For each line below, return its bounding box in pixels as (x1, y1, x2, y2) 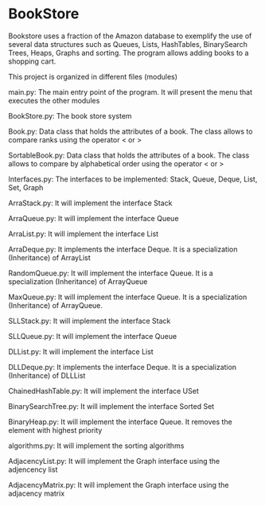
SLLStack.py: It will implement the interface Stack (8, 316, 171, 325)
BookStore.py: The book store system (8, 111, 133, 120)
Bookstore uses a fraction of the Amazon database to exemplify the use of (8, 31, 252, 41)
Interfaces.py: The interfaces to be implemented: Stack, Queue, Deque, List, (8, 174, 258, 184)
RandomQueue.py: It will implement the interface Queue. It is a (8, 268, 213, 278)
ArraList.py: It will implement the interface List (8, 228, 159, 239)
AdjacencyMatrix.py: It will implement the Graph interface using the (8, 480, 229, 489)
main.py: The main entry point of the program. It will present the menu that (8, 87, 253, 96)
